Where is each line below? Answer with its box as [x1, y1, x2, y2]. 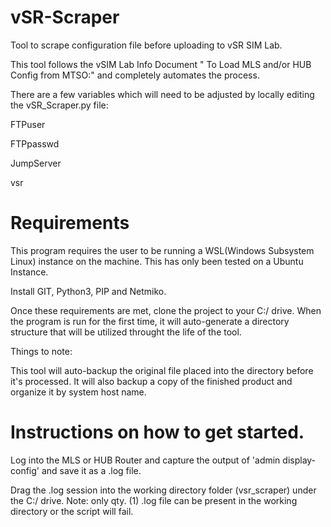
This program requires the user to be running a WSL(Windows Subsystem [10, 244, 315, 256]
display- [282, 454, 317, 466]
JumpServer [10, 157, 62, 169]
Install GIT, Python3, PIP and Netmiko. [10, 285, 167, 297]
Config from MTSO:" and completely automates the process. [10, 69, 260, 81]
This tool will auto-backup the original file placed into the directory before [10, 364, 314, 376]
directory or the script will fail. [10, 505, 134, 517]
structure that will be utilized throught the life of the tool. [10, 326, 242, 338]
